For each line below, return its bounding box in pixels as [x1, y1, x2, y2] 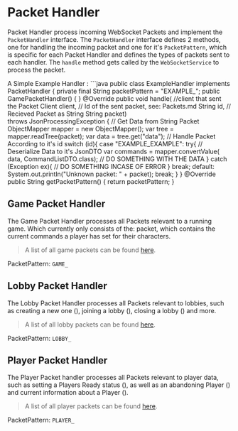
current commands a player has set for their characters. [7, 231, 171, 240]
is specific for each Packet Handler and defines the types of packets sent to [7, 50, 230, 59]
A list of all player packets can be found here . [24, 402, 158, 410]
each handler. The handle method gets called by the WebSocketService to [7, 58, 220, 66]
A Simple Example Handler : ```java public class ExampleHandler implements [7, 79, 231, 87]
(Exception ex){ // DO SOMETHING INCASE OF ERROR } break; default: [7, 162, 215, 170]
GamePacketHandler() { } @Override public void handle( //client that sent [7, 94, 222, 103]
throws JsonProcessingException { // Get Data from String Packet [7, 116, 200, 125]
